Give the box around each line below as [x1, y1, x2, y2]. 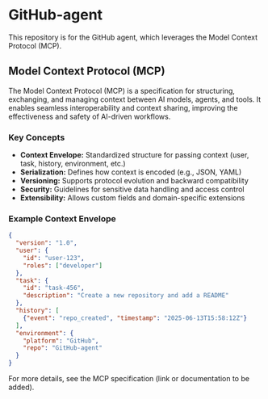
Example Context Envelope [8, 212, 116, 224]
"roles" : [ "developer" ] [23, 261, 103, 270]
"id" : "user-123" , [23, 254, 85, 262]
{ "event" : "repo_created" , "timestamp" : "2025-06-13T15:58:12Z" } [23, 313, 248, 322]
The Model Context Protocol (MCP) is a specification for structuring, [8, 86, 236, 95]
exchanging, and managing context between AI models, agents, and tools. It [8, 94, 262, 104]
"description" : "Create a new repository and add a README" [23, 292, 229, 300]
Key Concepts [8, 132, 65, 143]
